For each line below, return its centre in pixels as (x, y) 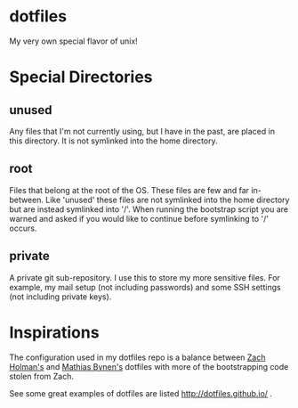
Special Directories (81, 77)
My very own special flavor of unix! (73, 41)
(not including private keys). (60, 297)
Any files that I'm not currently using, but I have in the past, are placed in (142, 131)
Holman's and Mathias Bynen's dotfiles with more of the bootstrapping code (149, 366)
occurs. (23, 228)
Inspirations (54, 332)
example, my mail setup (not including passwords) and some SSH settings (145, 287)
